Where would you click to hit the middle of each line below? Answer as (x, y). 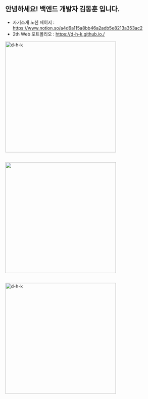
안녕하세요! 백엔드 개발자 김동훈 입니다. (63, 9)
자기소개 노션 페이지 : (33, 22)
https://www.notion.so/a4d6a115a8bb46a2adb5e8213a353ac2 (78, 28)
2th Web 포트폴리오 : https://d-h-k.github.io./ (59, 34)
